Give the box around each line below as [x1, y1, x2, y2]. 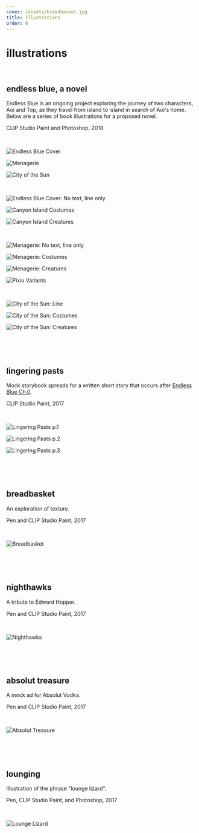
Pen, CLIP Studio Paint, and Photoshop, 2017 [6, 797, 118, 804]
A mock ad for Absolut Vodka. [6, 691, 81, 699]
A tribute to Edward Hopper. [6, 598, 76, 606]
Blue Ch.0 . [6, 388, 32, 395]
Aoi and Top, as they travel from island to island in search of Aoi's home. [6, 106, 186, 114]
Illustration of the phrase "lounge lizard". [6, 785, 107, 792]
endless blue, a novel [6, 83, 87, 94]
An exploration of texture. [6, 505, 70, 512]
